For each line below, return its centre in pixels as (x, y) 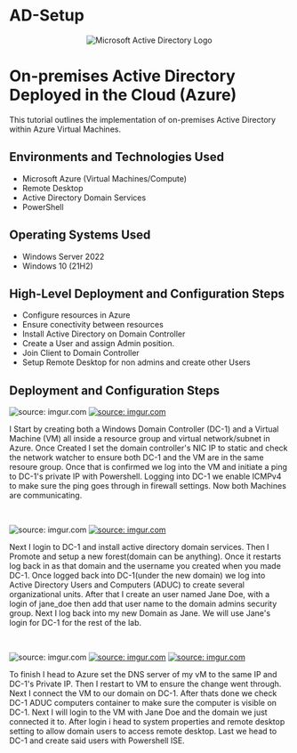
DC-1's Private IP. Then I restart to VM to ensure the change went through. (145, 684)
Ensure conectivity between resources (93, 325)
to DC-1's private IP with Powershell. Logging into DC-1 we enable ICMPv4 (145, 476)
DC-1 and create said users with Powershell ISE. (97, 741)
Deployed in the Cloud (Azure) (123, 95)
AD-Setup (47, 16)
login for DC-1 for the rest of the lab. (76, 623)
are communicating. (46, 496)
